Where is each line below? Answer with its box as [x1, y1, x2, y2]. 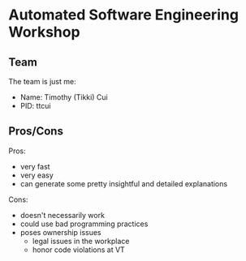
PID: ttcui [19, 101, 51, 110]
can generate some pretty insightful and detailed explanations [19, 178, 228, 188]
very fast [19, 161, 50, 171]
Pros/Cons [8, 124, 63, 139]
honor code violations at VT [32, 245, 126, 255]
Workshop [8, 23, 80, 41]
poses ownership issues [19, 227, 101, 237]
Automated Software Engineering [8, 6, 240, 24]
